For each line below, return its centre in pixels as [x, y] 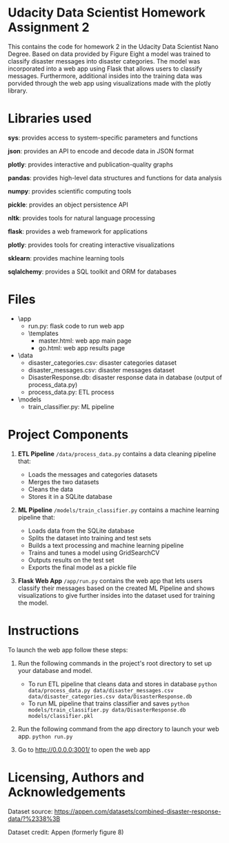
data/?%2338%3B [34, 818]
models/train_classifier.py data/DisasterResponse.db [107, 710]
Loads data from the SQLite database [81, 531]
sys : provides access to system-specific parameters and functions [103, 138]
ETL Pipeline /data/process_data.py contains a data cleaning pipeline [117, 453]
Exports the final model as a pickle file [82, 567]
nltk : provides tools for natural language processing [81, 218]
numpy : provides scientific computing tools [70, 191]
